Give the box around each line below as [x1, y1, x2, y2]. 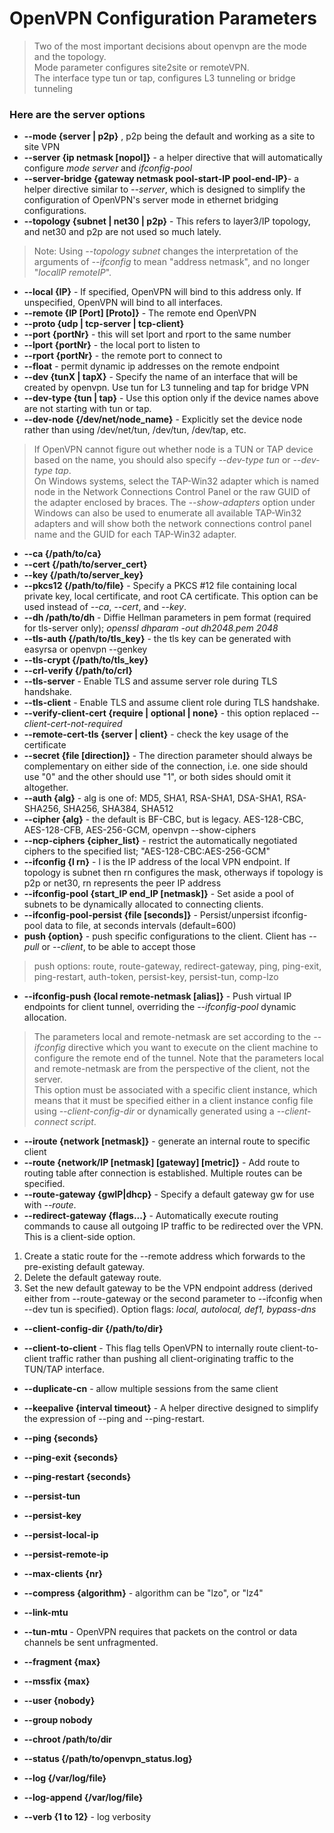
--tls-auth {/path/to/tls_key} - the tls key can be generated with [23, 633, 292, 645]
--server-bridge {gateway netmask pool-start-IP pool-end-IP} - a [23, 173, 300, 185]
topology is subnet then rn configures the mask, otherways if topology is [23, 867, 324, 879]
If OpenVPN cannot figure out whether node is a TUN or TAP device [33, 443, 314, 456]
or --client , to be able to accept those [41, 941, 196, 953]
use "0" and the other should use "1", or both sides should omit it [23, 771, 292, 783]
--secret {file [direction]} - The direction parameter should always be [23, 750, 313, 762]
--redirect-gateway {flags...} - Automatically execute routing [23, 1210, 279, 1222]
